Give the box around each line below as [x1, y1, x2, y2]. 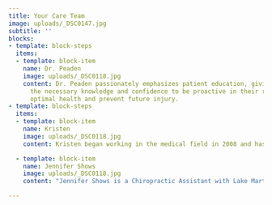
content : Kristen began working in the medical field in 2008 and [23, 139, 252, 148]
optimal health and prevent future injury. [29, 95, 180, 103]
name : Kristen [23, 125, 70, 133]
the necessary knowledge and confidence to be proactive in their [29, 87, 259, 96]
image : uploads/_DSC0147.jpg [8, 19, 107, 28]
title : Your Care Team [8, 11, 85, 20]
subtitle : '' [8, 27, 53, 35]
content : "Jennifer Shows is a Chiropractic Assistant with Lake [23, 177, 249, 186]
